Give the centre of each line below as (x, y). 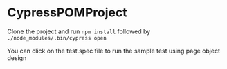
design (17, 58)
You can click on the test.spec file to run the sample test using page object (113, 51)
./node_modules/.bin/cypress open (57, 38)
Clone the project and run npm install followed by (79, 31)
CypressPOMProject (67, 13)
